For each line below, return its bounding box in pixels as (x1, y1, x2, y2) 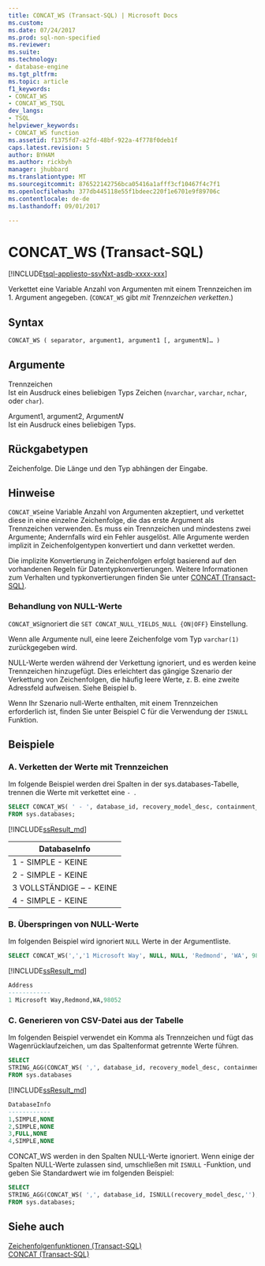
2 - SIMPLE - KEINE (12, 869, 88, 880)
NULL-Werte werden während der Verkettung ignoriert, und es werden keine (8, 658, 256, 667)
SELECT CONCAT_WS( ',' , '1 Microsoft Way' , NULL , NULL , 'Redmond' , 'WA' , (8, 952, 248, 960)
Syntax (8, 316, 44, 329)
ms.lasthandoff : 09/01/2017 (8, 202, 101, 210)
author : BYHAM (8, 151, 55, 159)
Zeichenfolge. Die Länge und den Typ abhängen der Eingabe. (8, 463, 208, 473)
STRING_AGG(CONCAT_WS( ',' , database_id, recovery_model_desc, (8, 1064, 221, 1072)
